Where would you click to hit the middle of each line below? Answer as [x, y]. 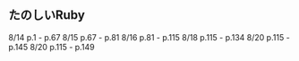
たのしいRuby [47, 15]
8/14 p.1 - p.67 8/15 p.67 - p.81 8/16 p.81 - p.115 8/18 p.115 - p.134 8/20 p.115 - [149, 37]
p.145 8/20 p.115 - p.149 [51, 47]
